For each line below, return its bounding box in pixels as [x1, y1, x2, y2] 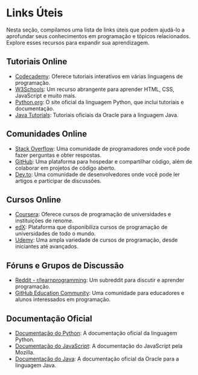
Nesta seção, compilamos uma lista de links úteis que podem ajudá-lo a [6, 26, 185, 33]
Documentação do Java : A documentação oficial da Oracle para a [14, 355, 179, 362]
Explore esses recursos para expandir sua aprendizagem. [6, 39, 150, 46]
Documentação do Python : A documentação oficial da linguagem [14, 330, 177, 336]
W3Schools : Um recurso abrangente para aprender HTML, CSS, [14, 85, 175, 93]
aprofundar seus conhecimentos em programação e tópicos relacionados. [6, 32, 191, 39]
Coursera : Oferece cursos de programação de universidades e [14, 211, 171, 218]
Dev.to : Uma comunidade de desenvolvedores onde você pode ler [14, 170, 180, 178]
